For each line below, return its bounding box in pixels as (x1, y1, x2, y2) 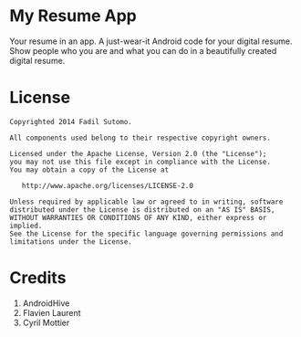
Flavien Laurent (22, 307, 81, 318)
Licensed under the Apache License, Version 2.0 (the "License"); (9, 149, 267, 158)
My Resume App (9, 5, 137, 26)
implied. (9, 221, 43, 230)
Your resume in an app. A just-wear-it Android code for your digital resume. (9, 36, 293, 47)
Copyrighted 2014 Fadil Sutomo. (9, 117, 132, 126)
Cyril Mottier (22, 317, 70, 328)
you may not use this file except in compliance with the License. (9, 157, 272, 166)
